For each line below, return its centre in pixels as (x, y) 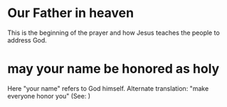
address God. (27, 40)
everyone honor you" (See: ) (49, 96)
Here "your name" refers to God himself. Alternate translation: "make (108, 88)
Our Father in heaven (70, 13)
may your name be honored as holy (114, 69)
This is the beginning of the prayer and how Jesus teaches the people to (114, 33)
